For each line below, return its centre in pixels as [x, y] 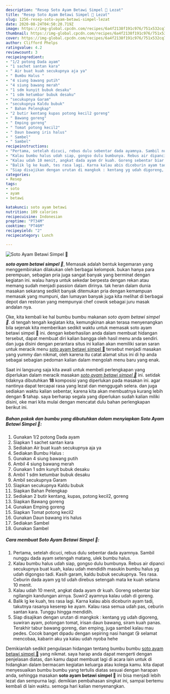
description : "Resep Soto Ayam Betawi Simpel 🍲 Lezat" [65, 10]
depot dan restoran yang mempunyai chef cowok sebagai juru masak [78, 301]
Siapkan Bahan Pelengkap [40, 491]
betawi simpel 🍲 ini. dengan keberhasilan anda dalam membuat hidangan [82, 333]
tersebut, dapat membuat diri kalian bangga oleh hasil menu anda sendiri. [82, 338]
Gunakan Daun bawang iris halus [47, 517]
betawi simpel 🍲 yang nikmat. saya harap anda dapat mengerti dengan [79, 654]
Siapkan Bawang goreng [39, 501]
